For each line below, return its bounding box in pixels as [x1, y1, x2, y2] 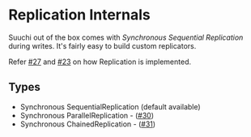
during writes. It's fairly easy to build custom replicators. [8, 41, 197, 50]
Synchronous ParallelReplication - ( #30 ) [19, 110, 155, 120]
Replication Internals [8, 6, 151, 24]
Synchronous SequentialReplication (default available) [19, 101, 201, 111]
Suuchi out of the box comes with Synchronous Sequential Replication [8, 32, 244, 42]
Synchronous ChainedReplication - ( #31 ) [19, 119, 156, 129]
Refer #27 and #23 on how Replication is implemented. [8, 57, 192, 66]
